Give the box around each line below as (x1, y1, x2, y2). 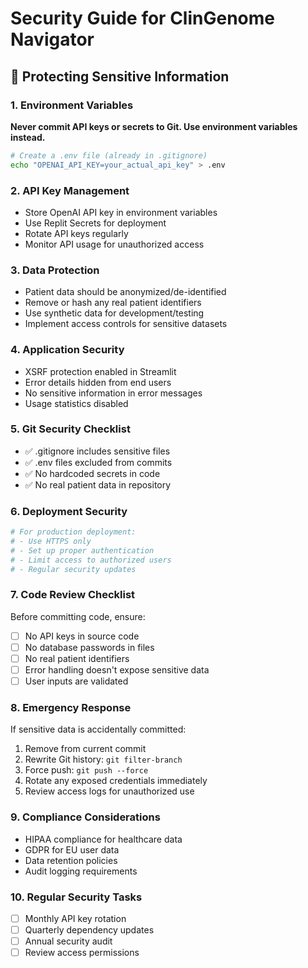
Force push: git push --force (24, 764, 149, 776)
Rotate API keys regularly (24, 227, 129, 239)
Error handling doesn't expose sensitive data (24, 663, 210, 676)
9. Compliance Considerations (10, 810, 161, 824)
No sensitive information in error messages (24, 387, 203, 399)
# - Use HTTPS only (10, 536, 92, 546)
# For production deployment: (10, 527, 137, 537)
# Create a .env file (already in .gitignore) (10, 150, 208, 161)
